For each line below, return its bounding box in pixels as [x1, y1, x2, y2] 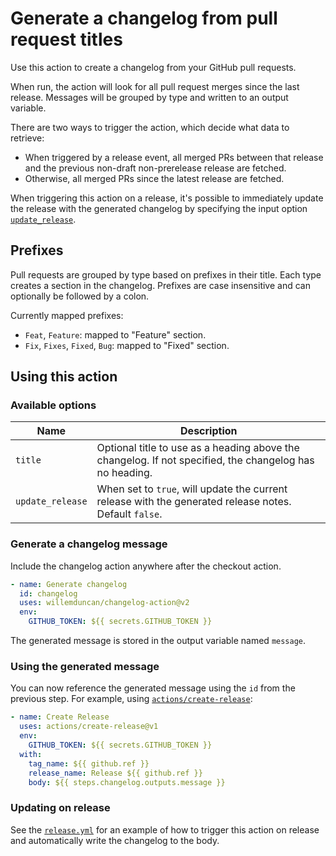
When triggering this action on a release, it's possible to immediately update [10, 192, 324, 204]
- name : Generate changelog [10, 579, 128, 589]
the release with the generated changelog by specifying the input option [10, 202, 308, 214]
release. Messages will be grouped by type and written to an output [10, 91, 289, 103]
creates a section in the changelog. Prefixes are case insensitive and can [10, 279, 311, 291]
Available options [10, 398, 97, 412]
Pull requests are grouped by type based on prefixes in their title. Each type [10, 268, 322, 281]
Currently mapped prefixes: [10, 309, 124, 321]
